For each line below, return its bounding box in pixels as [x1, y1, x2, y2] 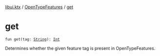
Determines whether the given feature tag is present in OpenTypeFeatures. [5, 45, 156, 51]
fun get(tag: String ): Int [5, 37, 60, 42]
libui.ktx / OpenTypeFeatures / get [5, 4, 73, 10]
